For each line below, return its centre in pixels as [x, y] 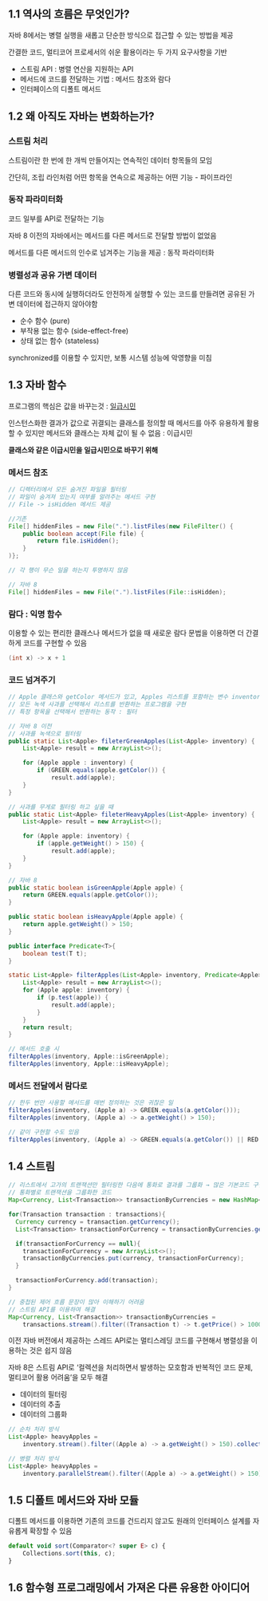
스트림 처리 [28, 141]
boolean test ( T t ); [55, 953]
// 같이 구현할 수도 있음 [44, 1132]
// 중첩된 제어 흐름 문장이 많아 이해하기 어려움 [77, 1302]
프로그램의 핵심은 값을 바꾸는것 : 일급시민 [72, 406]
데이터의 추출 [40, 1404]
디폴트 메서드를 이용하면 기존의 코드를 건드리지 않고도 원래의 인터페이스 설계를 [130, 1521]
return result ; [48, 1027]
